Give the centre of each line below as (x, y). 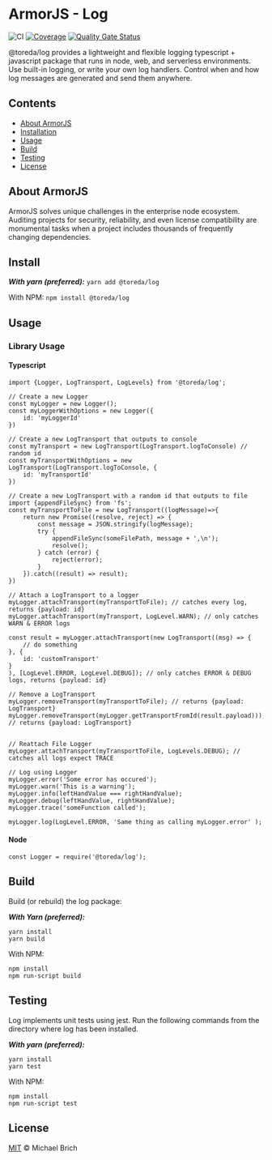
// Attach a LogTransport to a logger (74, 595)
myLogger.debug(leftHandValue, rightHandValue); (92, 800)
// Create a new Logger (49, 397)
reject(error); (77, 560)
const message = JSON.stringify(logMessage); (116, 524)
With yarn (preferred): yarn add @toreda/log (84, 282)
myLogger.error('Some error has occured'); (83, 779)
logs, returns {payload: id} (57, 680)
